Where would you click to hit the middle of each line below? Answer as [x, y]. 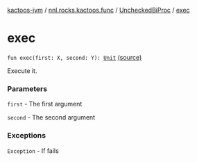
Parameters [27, 88]
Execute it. [22, 71]
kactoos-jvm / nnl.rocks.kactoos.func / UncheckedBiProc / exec [98, 10]
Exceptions [27, 136]
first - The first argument [45, 104]
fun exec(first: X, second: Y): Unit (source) [75, 57]
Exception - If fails [33, 151]
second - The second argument [51, 118]
